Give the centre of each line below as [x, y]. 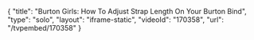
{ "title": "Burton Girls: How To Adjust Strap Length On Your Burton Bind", [127, 11]
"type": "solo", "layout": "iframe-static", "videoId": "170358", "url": [116, 20]
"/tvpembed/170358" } [44, 28]
